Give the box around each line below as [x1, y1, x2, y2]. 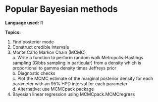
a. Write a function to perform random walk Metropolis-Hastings [12, 54, 144, 60]
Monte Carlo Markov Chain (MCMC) [12, 49, 86, 55]
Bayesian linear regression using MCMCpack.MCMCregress [12, 91, 135, 97]
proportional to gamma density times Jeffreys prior [12, 65, 116, 71]
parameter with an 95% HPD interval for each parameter [12, 80, 128, 87]
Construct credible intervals [12, 44, 69, 50]
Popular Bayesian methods [5, 3, 118, 15]
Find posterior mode [12, 38, 54, 45]
